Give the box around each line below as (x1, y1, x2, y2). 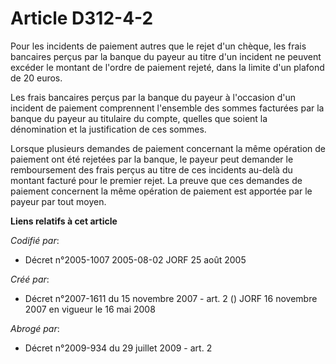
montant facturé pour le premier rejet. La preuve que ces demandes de (10, 174, 303, 186)
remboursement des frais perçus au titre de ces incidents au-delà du (10, 163, 293, 176)
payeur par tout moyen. (10, 195, 107, 207)
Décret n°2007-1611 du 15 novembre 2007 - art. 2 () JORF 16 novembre (24, 292, 318, 304)
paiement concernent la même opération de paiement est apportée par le (10, 185, 313, 197)
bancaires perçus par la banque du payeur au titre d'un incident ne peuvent (10, 50, 322, 62)
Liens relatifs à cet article (10, 215, 118, 227)
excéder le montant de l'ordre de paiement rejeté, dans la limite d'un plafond (10, 61, 325, 73)
